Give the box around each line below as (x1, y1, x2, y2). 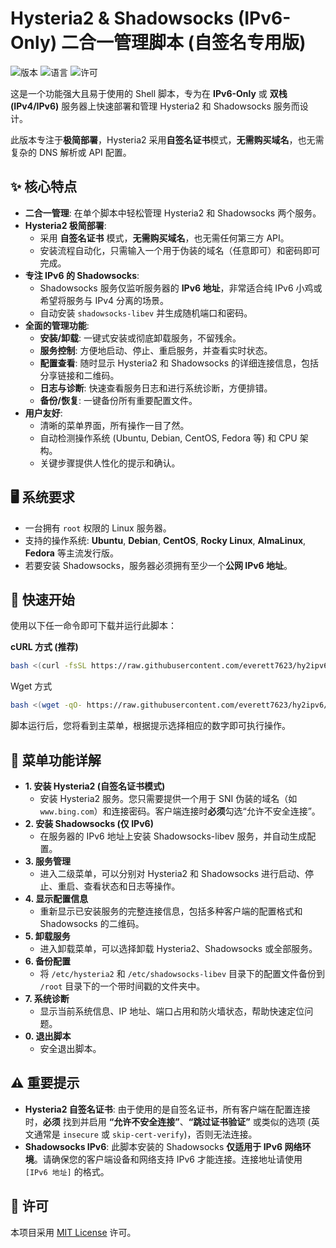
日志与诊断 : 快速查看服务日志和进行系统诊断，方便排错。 (39, 382, 273, 394)
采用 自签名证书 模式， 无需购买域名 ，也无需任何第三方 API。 (39, 232, 290, 244)
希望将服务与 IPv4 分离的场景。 (39, 294, 170, 306)
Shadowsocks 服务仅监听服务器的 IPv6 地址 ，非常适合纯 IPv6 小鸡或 (39, 282, 323, 294)
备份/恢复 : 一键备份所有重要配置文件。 (39, 394, 198, 406)
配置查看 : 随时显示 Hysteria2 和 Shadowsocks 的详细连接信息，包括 (39, 357, 319, 369)
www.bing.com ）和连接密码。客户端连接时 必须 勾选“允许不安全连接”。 (39, 805, 321, 817)
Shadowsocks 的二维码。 (39, 917, 145, 929)
